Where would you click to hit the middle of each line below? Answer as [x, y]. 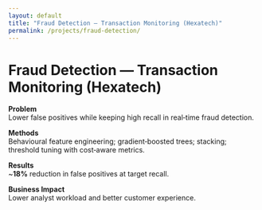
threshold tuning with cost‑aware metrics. [76, 150]
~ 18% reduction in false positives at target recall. [89, 174]
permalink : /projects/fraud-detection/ [74, 30]
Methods [23, 133]
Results [21, 165]
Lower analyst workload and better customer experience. [102, 198]
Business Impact [37, 189]
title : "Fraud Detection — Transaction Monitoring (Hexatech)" [115, 23]
